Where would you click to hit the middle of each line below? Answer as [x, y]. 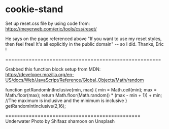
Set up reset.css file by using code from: [48, 23]
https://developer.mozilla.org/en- [40, 74]
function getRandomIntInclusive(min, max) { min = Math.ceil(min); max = [81, 89]
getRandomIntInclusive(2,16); [36, 106]
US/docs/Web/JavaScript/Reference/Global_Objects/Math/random [75, 80]
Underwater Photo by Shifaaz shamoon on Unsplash [60, 121]
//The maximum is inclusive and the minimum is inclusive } [66, 101]
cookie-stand [34, 9]
